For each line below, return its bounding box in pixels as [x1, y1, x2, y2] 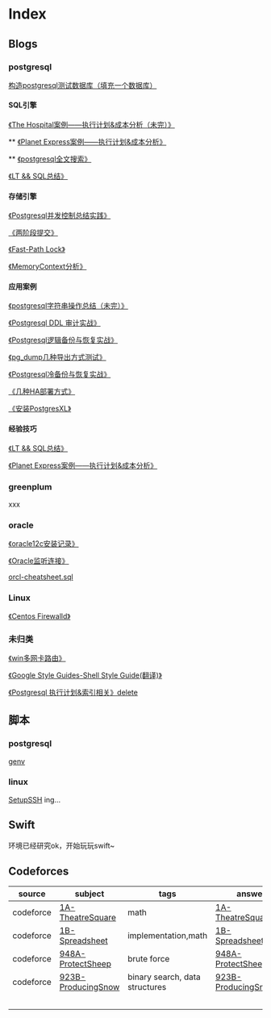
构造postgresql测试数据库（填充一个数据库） [8, 80, 157, 90]
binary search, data [127, 971, 201, 983]
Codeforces [8, 865, 69, 878]
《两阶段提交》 [8, 227, 58, 238]
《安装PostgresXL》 [8, 404, 72, 414]
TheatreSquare [59, 912, 117, 924]
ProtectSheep [59, 958, 111, 970]
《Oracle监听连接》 [8, 556, 69, 565]
